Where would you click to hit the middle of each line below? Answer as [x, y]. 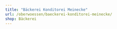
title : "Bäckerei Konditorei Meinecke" [47, 10]
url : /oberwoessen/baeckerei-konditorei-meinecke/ [59, 14]
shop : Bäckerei [21, 19]
